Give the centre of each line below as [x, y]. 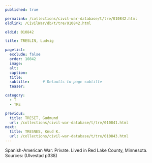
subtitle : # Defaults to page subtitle [56, 82]
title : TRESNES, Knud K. [35, 132]
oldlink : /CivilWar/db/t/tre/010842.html [48, 23]
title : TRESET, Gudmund [34, 118]
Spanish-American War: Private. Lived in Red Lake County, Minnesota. [76, 150]
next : [11, 127]
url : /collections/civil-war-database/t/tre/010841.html [69, 123]
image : [16, 64]
